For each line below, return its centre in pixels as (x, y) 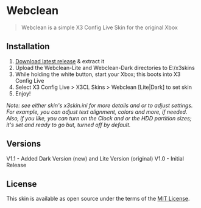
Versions (24, 144)
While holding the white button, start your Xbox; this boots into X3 (98, 74)
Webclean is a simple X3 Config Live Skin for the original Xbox (99, 27)
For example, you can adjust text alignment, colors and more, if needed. (97, 112)
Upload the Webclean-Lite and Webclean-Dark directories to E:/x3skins (105, 68)
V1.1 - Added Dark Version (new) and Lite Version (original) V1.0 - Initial (95, 158)
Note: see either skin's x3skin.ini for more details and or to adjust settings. (100, 105)
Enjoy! (23, 93)
